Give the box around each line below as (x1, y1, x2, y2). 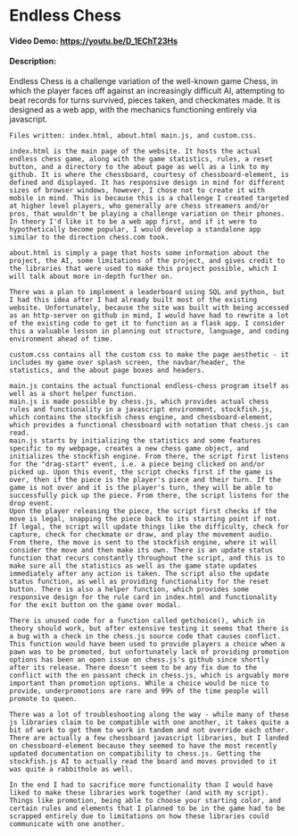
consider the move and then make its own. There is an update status (9, 545, 274, 554)
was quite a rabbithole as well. (9, 764, 134, 773)
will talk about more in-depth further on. (9, 272, 174, 281)
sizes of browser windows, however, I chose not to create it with (9, 185, 266, 195)
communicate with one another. (9, 819, 126, 828)
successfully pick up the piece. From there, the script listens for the (9, 491, 290, 500)
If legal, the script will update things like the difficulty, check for (9, 522, 290, 531)
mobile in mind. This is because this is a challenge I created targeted (9, 193, 290, 202)
